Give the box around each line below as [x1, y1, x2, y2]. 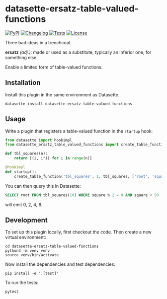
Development [5, 216, 48, 224]
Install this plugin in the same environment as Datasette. [5, 91, 120, 97]
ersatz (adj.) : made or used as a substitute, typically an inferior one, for [5, 49, 152, 55]
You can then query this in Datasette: [5, 183, 81, 189]
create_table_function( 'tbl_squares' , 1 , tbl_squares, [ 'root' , [14, 174, 150, 179]
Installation [5, 78, 41, 87]
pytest [5, 289, 19, 295]
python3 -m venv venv [5, 248, 50, 253]
